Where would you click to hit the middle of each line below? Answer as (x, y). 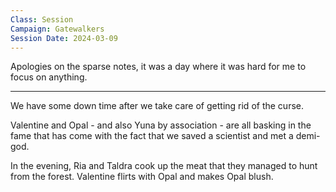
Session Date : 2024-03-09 (64, 38)
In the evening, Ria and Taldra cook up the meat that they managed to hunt (164, 166)
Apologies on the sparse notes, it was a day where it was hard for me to (158, 67)
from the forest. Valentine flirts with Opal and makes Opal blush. (142, 177)
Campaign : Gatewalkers (57, 29)
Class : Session (42, 19)
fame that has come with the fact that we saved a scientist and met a (152, 136)
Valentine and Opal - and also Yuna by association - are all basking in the (161, 125)
